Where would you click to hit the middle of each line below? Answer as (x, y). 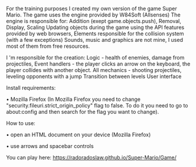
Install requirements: (31, 88)
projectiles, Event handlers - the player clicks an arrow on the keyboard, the (98, 64)
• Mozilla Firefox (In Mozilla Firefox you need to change (73, 99)
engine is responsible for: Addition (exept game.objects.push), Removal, (94, 21)
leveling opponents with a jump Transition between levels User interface (94, 76)
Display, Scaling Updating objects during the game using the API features (95, 27)
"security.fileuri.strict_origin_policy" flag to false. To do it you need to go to (97, 105)
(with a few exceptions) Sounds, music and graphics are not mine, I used (94, 40)
